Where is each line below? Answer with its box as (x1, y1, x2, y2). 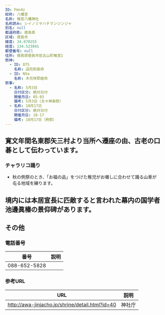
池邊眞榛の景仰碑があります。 (5, 205, 95, 213)
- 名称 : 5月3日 (9, 85, 38, 90)
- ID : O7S (9, 62, 30, 67)
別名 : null (5, 26, 26, 31)
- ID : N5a (9, 71, 30, 76)
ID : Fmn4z (5, 7, 26, 12)
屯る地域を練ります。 (12, 180, 56, 186)
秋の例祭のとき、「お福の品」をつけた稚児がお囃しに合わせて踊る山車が (12, 174, 157, 180)
